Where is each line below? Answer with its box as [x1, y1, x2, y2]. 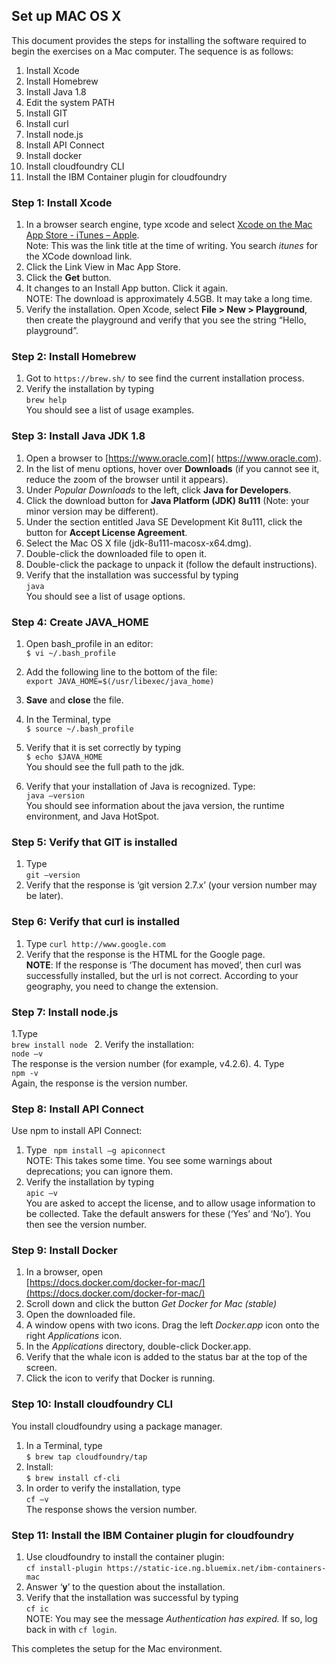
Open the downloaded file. [25, 1309, 136, 1321]
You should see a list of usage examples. [25, 404, 195, 416]
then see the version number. [25, 1219, 148, 1231]
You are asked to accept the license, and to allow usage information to [25, 1197, 316, 1209]
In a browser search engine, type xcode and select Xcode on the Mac [25, 219, 313, 231]
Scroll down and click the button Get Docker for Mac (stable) [25, 1298, 278, 1310]
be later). [25, 890, 64, 902]
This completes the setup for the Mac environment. [11, 1643, 223, 1655]
